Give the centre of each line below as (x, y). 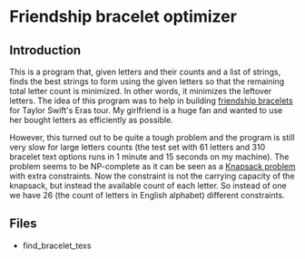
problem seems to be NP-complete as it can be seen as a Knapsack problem (152, 166)
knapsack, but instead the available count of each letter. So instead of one (148, 186)
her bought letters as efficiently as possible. (92, 120)
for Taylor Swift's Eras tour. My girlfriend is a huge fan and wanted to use (146, 110)
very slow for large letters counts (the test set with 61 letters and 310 (138, 147)
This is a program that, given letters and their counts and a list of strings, (145, 72)
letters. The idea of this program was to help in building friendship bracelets (151, 101)
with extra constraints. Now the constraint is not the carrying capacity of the (152, 176)
